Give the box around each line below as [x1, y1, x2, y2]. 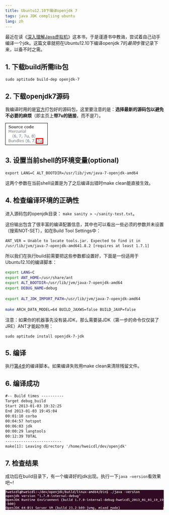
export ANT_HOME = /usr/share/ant [5, 275, 73, 280]
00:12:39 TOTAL [5, 434, 37, 439]
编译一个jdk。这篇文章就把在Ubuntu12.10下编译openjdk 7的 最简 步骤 [5, 40, 145, 46]
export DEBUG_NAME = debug [5, 285, 57, 291]
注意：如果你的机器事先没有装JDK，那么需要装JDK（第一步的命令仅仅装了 [5, 317, 159, 323]
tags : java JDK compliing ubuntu [5, 13, 75, 19]
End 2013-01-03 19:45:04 [5, 409, 57, 414]
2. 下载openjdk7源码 [5, 92, 69, 100]
